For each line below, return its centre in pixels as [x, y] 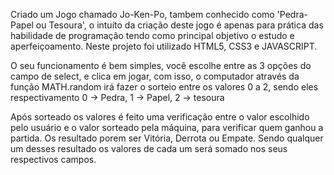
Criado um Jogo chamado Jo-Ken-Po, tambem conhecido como [142, 14]
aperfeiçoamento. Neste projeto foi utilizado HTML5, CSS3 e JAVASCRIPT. [164, 46]
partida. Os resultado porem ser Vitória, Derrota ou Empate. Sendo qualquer [167, 138]
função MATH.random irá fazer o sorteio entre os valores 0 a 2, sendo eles [164, 87]
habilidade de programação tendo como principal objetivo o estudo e [152, 35]
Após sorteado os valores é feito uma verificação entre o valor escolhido [160, 117]
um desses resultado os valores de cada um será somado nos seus [149, 148]
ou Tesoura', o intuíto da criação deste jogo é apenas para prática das [179, 25]
